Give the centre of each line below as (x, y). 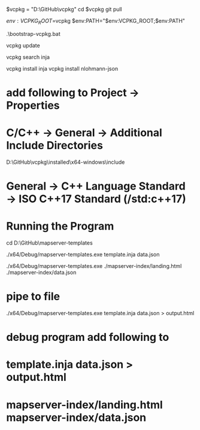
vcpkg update (23, 45)
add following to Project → (73, 92)
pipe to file (33, 297)
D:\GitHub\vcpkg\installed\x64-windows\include (66, 162)
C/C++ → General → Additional (84, 133)
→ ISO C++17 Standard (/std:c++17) (96, 199)
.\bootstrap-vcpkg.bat (34, 33)
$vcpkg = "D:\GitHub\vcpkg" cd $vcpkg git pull (64, 9)
